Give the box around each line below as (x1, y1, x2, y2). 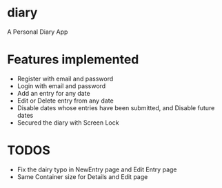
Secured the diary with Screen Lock (17, 118, 119, 127)
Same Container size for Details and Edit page (17, 172, 148, 180)
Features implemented (7, 52, 139, 67)
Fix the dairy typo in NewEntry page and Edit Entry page (17, 165, 177, 174)
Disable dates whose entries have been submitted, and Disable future (17, 103, 215, 112)
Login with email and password (17, 81, 106, 90)
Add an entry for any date (17, 89, 91, 97)
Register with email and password (17, 74, 114, 83)
